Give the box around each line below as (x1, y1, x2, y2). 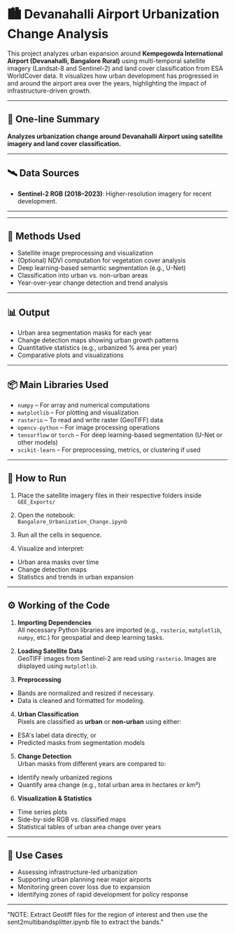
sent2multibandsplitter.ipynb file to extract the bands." (7, 918, 164, 927)
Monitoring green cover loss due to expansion (17, 882, 150, 892)
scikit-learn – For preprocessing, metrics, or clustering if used (17, 445, 201, 454)
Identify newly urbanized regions (17, 773, 113, 781)
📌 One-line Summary (7, 114, 100, 126)
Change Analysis (7, 26, 109, 42)
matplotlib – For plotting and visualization (17, 408, 138, 417)
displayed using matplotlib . (17, 662, 98, 670)
